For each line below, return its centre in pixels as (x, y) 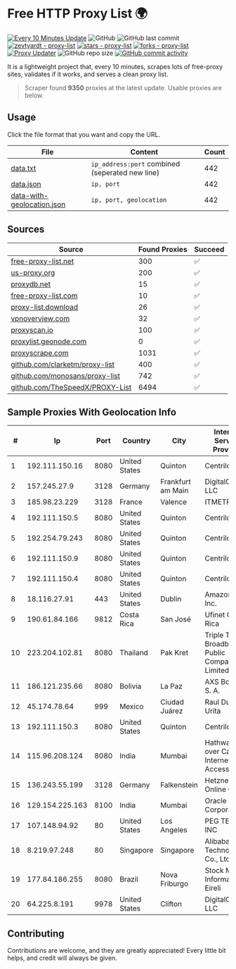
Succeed (209, 249)
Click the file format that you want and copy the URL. (84, 134)
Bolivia (130, 686)
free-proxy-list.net (42, 261)
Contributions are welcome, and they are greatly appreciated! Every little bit (117, 951)
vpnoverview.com (40, 318)
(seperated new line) (125, 172)
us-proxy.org (33, 272)
